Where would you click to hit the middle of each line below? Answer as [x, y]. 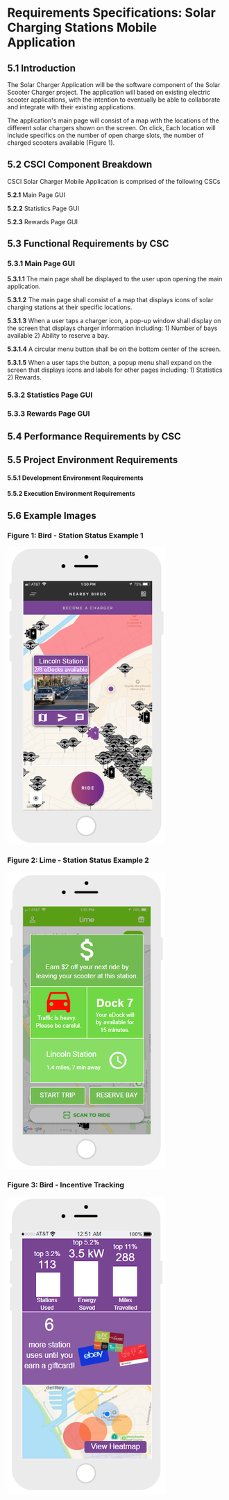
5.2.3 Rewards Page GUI [43, 221]
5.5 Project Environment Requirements [93, 460]
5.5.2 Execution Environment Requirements [71, 494]
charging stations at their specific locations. [70, 307]
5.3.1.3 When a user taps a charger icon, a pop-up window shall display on [114, 320]
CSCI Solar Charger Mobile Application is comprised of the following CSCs [114, 181]
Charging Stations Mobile [82, 28]
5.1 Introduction [42, 68]
